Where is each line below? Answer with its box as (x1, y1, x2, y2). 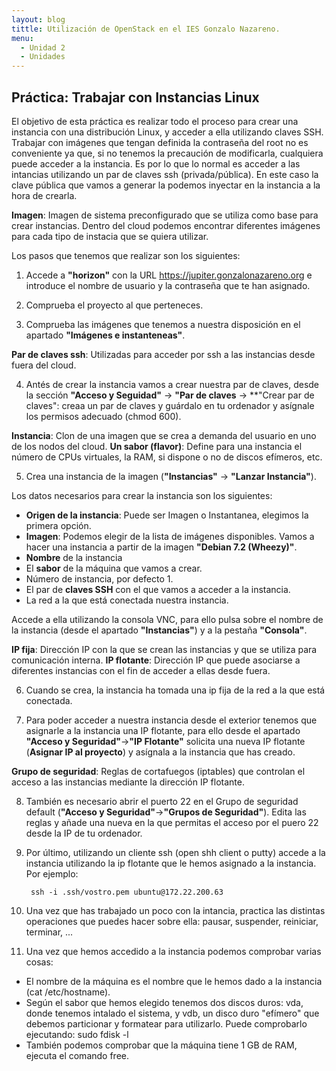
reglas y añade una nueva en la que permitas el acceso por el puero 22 (25, 816, 319, 828)
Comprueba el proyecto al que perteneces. (25, 299, 204, 311)
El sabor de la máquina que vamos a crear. (25, 562, 203, 574)
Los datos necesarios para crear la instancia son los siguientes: (11, 489, 273, 501)
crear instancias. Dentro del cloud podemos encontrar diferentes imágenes (11, 219, 321, 231)
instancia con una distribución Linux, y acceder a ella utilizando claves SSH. (11, 126, 324, 138)
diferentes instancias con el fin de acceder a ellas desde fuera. (11, 664, 271, 676)
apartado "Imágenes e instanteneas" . (25, 329, 186, 341)
